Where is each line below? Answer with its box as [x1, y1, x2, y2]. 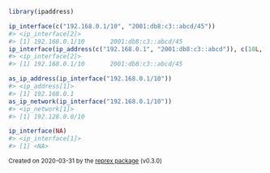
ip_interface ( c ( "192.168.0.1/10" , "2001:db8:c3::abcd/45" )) [8, 22, 216, 30]
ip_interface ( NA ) [8, 127, 67, 136]
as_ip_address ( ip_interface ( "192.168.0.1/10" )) [8, 75, 173, 83]
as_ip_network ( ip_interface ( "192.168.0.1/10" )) [8, 97, 173, 106]
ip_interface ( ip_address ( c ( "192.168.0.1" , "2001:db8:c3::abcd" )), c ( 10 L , [8, 45, 264, 53]
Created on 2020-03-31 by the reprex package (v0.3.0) [8, 157, 162, 165]
